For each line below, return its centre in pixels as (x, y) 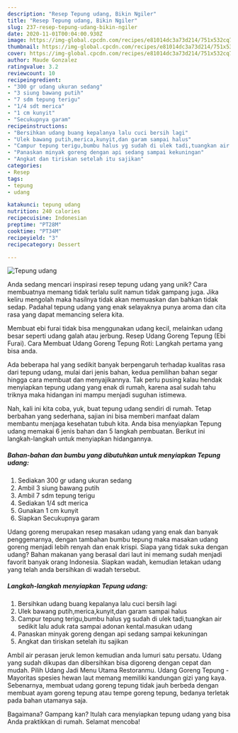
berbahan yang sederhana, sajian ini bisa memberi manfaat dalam (103, 417)
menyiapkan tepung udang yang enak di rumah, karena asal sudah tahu (112, 387)
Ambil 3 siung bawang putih (58, 488)
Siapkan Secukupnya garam (58, 518)
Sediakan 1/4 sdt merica (53, 503)
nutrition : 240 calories (44, 211)
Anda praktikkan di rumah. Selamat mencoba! (74, 722)
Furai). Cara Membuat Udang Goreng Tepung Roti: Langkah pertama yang (115, 343)
